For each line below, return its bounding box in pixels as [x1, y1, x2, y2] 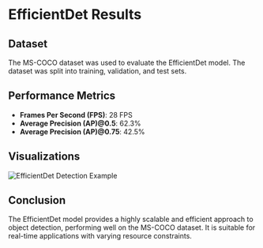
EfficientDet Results [8, 6, 142, 24]
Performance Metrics [8, 89, 116, 103]
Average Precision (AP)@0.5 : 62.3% [19, 118, 141, 128]
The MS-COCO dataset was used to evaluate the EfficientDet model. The [8, 58, 246, 67]
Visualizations [8, 150, 81, 163]
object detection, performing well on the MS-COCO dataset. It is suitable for [8, 223, 256, 232]
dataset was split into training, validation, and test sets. [8, 66, 187, 76]
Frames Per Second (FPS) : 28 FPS [19, 110, 133, 119]
